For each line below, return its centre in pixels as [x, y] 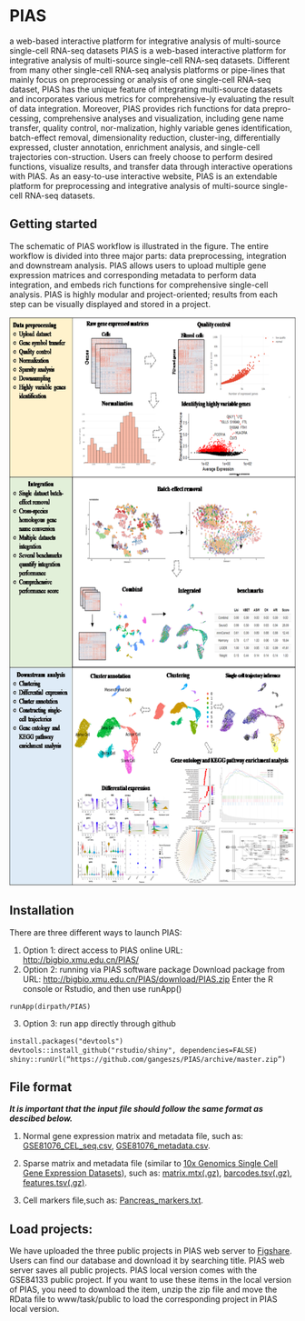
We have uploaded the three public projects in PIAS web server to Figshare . [151, 1251]
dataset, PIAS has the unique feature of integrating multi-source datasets [146, 89]
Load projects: [51, 1229]
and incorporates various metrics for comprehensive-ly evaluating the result [152, 99]
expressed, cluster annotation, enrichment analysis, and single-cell [135, 147]
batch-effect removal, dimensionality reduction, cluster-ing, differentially [145, 137]
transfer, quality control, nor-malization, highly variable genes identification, [151, 127]
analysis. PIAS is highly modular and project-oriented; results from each [144, 294]
